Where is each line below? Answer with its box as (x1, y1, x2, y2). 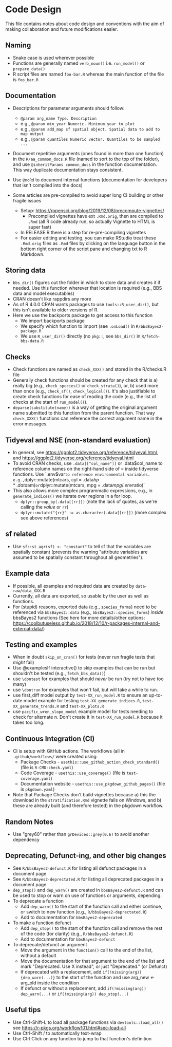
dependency (12, 836, 40, 843)
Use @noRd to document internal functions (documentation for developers (12, 176, 167, 183)
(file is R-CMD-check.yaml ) (20, 764, 73, 771)
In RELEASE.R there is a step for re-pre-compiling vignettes (20, 229, 146, 235)
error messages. (12, 421, 48, 427)
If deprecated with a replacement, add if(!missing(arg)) (20, 968, 142, 975)
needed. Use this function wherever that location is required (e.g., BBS (12, 285, 162, 291)
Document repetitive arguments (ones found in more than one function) (12, 150, 164, 156)
